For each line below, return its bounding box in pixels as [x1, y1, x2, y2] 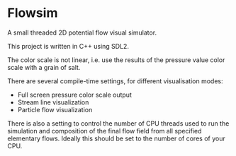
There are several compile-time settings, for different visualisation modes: [7, 76, 223, 85]
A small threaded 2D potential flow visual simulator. [7, 28, 157, 37]
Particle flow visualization [17, 105, 93, 114]
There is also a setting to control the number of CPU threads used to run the [7, 119, 230, 128]
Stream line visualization [17, 97, 89, 107]
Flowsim [7, 5, 58, 21]
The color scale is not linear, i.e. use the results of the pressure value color [7, 55, 225, 64]
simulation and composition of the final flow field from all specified [7, 126, 202, 135]
